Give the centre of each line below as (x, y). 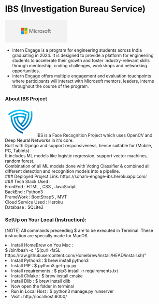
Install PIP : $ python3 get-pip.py (44, 265)
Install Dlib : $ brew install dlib (41, 281)
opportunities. (26, 71)
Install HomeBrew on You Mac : (42, 245)
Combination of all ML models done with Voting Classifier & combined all (77, 166)
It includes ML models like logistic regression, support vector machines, (77, 156)
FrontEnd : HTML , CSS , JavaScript (40, 187)
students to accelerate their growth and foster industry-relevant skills (81, 60)
